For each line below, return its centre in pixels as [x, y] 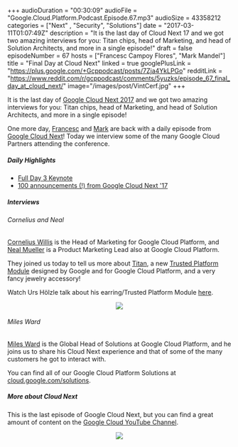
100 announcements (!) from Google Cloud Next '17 [93, 185]
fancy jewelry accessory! [44, 278]
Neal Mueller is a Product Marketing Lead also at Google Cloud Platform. [114, 249]
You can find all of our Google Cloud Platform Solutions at [92, 372]
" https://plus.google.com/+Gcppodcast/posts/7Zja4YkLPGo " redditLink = [115, 71]
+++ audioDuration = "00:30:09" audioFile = [72, 10]
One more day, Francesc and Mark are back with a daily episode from [109, 128]
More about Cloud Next [43, 396]
